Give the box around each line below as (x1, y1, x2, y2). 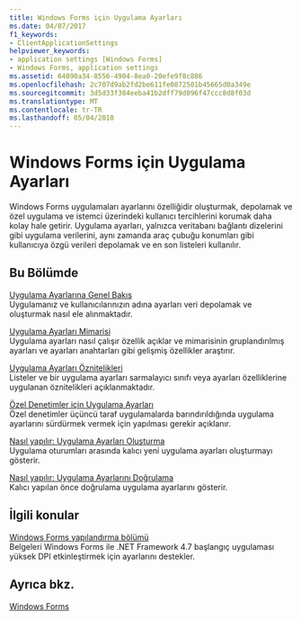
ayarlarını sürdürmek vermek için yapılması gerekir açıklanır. (9, 418, 232, 428)
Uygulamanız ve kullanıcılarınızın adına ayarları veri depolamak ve (9, 299, 252, 310)
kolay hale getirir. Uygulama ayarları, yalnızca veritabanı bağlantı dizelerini (9, 220, 283, 231)
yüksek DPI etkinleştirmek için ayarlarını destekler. (9, 551, 196, 562)
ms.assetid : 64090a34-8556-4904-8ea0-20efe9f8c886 (9, 72, 203, 81)
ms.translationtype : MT (9, 96, 99, 106)
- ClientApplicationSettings (9, 38, 119, 48)
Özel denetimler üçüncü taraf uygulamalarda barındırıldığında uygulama (9, 409, 274, 419)
